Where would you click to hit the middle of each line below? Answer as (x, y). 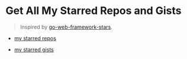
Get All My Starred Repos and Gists (93, 11)
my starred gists (34, 49)
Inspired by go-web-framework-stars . (66, 27)
